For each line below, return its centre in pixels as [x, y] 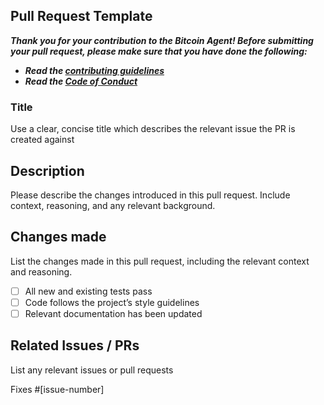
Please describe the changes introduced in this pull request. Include [150, 195]
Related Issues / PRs [75, 345]
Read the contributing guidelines [94, 70]
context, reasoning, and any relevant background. [113, 205]
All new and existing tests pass [88, 291]
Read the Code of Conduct [81, 81]
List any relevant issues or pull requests [92, 370]
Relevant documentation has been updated [113, 313]
